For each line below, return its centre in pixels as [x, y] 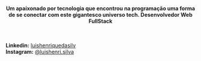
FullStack [100, 21]
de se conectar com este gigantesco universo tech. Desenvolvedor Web [100, 15]
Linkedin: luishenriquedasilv [41, 45]
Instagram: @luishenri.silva [40, 52]
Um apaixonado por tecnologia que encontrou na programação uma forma [100, 8]
